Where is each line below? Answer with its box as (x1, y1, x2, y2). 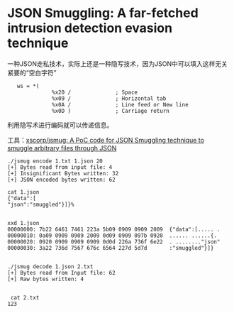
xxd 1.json (7, 219, 40, 226)
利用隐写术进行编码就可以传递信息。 (7, 121, 113, 129)
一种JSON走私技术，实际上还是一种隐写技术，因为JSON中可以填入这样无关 (7, 59, 228, 68)
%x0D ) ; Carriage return (52, 107, 170, 114)
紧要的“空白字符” (7, 68, 57, 77)
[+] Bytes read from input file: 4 (7, 163, 113, 171)
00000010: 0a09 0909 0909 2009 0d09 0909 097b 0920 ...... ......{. (7, 232, 218, 239)
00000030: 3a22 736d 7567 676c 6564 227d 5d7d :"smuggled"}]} (7, 244, 214, 251)
